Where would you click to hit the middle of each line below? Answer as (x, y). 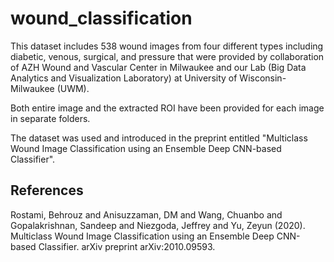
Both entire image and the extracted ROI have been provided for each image (167, 108)
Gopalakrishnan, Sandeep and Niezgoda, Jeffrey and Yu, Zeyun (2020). (158, 225)
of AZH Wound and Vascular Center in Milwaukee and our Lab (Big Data (158, 67)
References (47, 190)
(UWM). (73, 88)
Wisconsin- (263, 78)
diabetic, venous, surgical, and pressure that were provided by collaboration (167, 56)
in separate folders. (50, 118)
